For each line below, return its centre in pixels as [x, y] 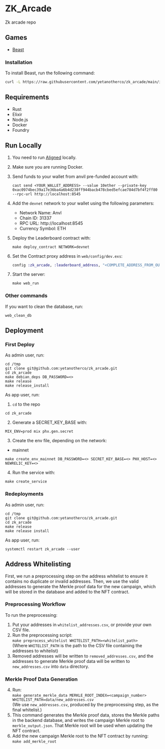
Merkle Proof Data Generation [41, 679]
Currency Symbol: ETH [43, 228]
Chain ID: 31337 [35, 218]
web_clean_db [18, 315]
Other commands [26, 296]
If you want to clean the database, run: [44, 306]
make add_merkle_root [34, 742]
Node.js [20, 120]
